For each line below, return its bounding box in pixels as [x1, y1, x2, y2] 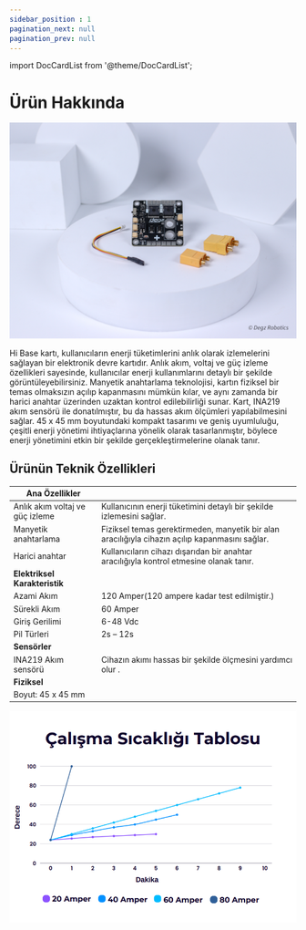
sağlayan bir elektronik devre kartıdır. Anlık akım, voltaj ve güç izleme [9, 356, 269, 368]
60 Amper [101, 603, 139, 615]
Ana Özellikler [25, 488, 81, 499]
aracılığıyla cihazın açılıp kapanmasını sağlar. [101, 533, 270, 544]
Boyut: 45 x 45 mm [13, 689, 86, 700]
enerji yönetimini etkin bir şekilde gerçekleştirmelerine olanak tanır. [9, 434, 260, 446]
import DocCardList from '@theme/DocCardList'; [9, 60, 193, 71]
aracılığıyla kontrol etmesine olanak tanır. [101, 555, 255, 566]
